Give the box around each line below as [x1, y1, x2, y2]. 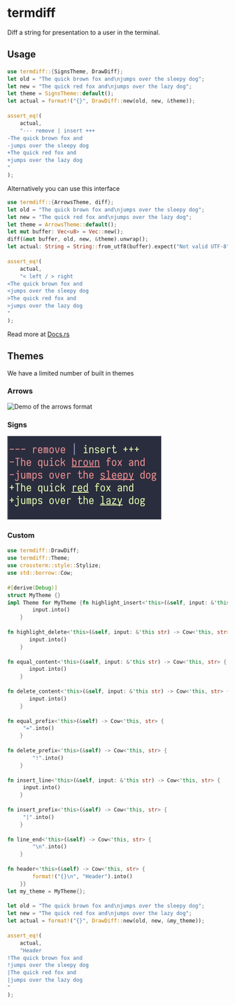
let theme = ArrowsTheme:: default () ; [7, 221, 117, 228]
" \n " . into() [32, 844, 68, 851]
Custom [7, 531, 35, 540]
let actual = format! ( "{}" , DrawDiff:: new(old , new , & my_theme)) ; [7, 917, 205, 924]
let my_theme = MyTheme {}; [7, 888, 86, 895]
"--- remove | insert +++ [20, 127, 96, 134]
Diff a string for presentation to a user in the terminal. [7, 28, 161, 36]
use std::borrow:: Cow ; [7, 570, 73, 577]
